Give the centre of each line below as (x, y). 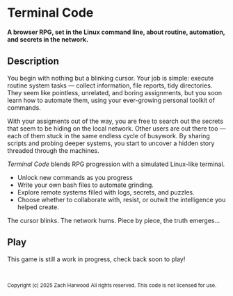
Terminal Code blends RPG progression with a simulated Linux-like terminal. (116, 164)
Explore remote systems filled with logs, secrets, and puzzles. (106, 192)
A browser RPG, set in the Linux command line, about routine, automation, (116, 32)
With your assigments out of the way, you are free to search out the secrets (115, 121)
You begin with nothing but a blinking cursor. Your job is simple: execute (111, 78)
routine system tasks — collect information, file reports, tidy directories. (110, 85)
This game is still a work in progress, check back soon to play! (96, 259)
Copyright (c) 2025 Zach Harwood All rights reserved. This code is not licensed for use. (112, 285)
